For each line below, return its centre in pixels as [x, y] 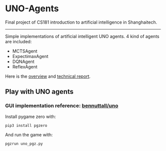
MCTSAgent [25, 51]
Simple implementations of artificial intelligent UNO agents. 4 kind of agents [82, 36]
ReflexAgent [25, 66]
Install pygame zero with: [31, 117]
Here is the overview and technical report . [48, 76]
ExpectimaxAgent [30, 56]
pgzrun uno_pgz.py [24, 144]
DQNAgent [23, 61]
